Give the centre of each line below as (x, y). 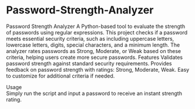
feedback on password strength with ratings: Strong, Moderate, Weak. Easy (98, 69)
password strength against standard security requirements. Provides (89, 63)
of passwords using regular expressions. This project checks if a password (97, 32)
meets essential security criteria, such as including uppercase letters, (90, 38)
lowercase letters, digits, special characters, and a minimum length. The (93, 45)
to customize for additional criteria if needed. (60, 76)
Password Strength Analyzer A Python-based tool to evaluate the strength (96, 26)
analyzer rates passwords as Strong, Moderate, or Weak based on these (93, 51)
